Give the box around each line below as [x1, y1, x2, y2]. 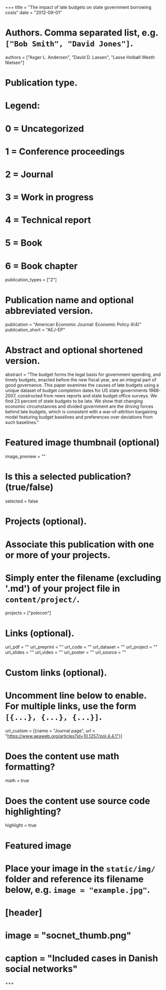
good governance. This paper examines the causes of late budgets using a [5, 382, 159, 388]
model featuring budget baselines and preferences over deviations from [5, 414, 153, 420]
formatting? [5, 761, 55, 772]
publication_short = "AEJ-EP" [5, 327, 66, 333]
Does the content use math [5, 750, 120, 762]
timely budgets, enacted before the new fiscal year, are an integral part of [5, 377, 157, 383]
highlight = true [5, 822, 37, 828]
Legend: [5, 100, 40, 112]
